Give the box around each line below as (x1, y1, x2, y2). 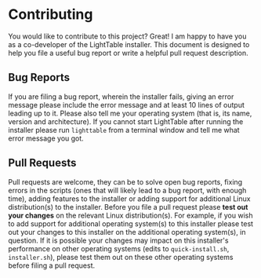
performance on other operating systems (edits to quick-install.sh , (8, 243, 230, 253)
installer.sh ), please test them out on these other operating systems (8, 252, 234, 262)
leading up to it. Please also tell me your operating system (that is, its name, (8, 108, 252, 118)
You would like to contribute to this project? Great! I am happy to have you (8, 31, 247, 41)
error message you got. (8, 134, 84, 143)
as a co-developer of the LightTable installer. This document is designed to (8, 39, 250, 49)
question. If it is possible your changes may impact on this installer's (8, 236, 229, 245)
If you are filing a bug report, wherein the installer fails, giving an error (8, 92, 234, 101)
